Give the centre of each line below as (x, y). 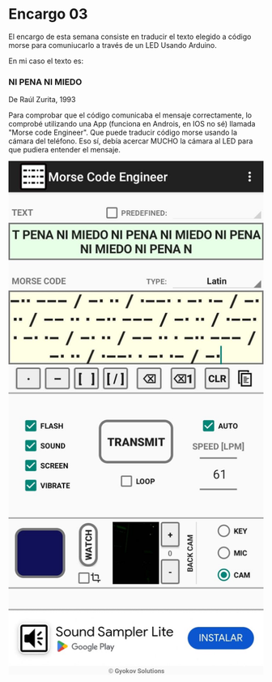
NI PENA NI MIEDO (45, 82)
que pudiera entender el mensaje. (65, 150)
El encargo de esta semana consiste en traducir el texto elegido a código (130, 36)
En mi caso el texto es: (46, 61)
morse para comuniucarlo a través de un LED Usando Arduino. (113, 45)
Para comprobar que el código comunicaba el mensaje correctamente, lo (130, 115)
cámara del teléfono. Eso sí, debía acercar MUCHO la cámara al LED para (131, 141)
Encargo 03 (48, 14)
